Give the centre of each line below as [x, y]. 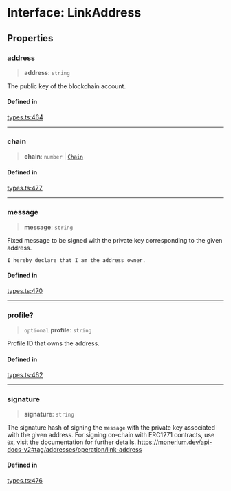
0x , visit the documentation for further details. [71, 442]
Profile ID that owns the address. [53, 343]
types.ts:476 [25, 481]
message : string [48, 227]
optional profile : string [58, 330]
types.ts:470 [25, 291]
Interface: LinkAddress [74, 13]
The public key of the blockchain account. [66, 86]
